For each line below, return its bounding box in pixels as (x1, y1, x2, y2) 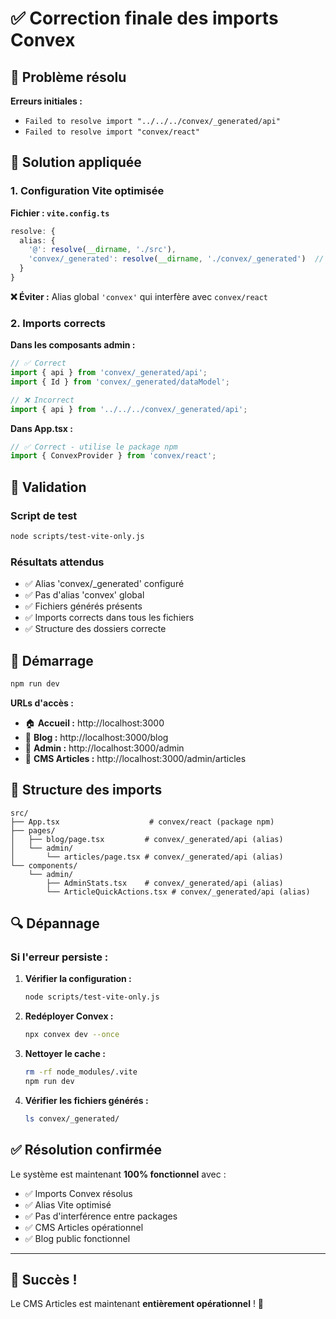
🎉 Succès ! (10, 1271, 78, 1288)
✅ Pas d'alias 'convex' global (24, 589, 145, 601)
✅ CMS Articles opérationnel (24, 1221, 144, 1233)
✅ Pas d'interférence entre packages (24, 1210, 178, 1222)
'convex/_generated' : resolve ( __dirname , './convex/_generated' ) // (28, 254, 325, 264)
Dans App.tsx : (10, 422, 73, 434)
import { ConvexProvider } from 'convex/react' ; (10, 451, 217, 461)
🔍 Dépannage (10, 915, 100, 932)
